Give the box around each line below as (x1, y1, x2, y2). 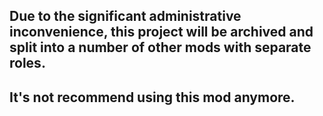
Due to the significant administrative (9, 8, 242, 25)
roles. (9, 55, 46, 72)
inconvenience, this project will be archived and (9, 24, 314, 41)
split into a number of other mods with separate (9, 39, 312, 56)
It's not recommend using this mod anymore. (9, 89, 296, 106)
